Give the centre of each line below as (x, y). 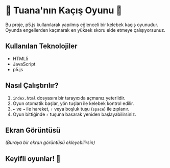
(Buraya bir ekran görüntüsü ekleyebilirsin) (50, 142)
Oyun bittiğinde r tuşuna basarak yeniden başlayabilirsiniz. (74, 114)
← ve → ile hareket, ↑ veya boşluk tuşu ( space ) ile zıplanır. (71, 109)
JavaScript (24, 64)
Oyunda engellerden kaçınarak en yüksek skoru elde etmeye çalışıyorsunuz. (86, 30)
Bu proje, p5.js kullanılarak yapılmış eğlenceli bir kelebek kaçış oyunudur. (82, 25)
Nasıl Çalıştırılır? (32, 86)
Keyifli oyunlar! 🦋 (33, 159)
